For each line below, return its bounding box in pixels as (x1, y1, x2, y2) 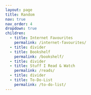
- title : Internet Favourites (10, 36, 73, 41)
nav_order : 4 (5, 21, 33, 27)
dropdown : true (5, 26, 37, 31)
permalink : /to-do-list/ (14, 82, 66, 87)
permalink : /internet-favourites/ (14, 40, 86, 45)
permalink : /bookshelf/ (14, 54, 64, 59)
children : (5, 31, 26, 36)
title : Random (5, 12, 35, 17)
